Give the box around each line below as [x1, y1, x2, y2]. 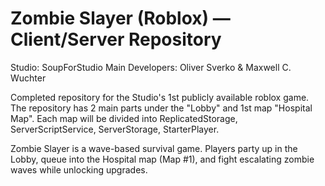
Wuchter [10, 72, 47, 84]
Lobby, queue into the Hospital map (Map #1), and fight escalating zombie [10, 153, 315, 165]
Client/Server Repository [10, 28, 222, 51]
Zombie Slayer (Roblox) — [10, 7, 231, 30]
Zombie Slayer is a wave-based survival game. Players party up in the [10, 142, 298, 154]
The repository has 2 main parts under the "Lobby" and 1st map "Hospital [10, 102, 313, 114]
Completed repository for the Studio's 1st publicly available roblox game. [10, 91, 310, 103]
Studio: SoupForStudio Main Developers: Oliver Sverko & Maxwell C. [10, 61, 292, 73]
